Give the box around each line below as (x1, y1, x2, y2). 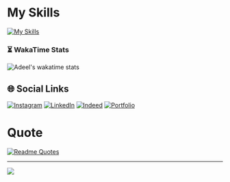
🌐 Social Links (7, 83, 69, 94)
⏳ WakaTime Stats (7, 44, 70, 54)
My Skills (7, 5, 60, 21)
